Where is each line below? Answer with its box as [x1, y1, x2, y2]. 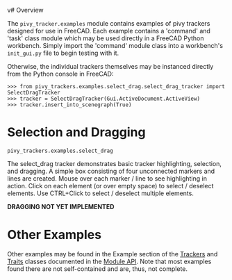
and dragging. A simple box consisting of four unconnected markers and [7, 167, 215, 175]
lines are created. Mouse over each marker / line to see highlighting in [7, 174, 207, 183]
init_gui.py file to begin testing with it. [7, 49, 119, 57]
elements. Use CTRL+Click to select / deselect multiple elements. [7, 189, 194, 197]
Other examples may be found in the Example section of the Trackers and [7, 249, 218, 258]
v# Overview [7, 6, 44, 14]
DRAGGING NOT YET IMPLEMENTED [7, 202, 115, 211]
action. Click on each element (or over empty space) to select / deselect [7, 181, 214, 190]
